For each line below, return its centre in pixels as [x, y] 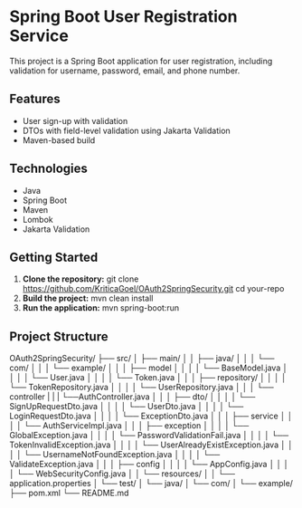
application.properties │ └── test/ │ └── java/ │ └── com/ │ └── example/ [151, 484]
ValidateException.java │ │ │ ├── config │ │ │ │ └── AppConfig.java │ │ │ [149, 465]
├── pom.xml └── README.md [69, 493]
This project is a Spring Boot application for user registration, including [141, 61]
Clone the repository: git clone [80, 279]
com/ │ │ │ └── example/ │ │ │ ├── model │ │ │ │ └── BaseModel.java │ [149, 368]
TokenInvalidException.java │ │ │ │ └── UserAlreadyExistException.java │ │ [151, 445]
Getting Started [54, 257]
